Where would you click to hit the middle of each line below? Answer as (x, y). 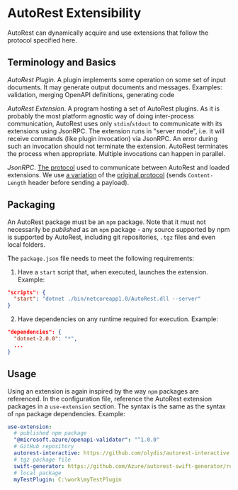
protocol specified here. (42, 40)
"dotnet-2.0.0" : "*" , (46, 339)
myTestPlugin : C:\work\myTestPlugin (68, 479)
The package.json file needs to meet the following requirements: (101, 258)
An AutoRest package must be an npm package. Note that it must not (107, 222)
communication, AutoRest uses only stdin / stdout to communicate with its (115, 123)
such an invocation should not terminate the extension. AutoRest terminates (118, 146)
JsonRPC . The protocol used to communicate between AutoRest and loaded (119, 167)
